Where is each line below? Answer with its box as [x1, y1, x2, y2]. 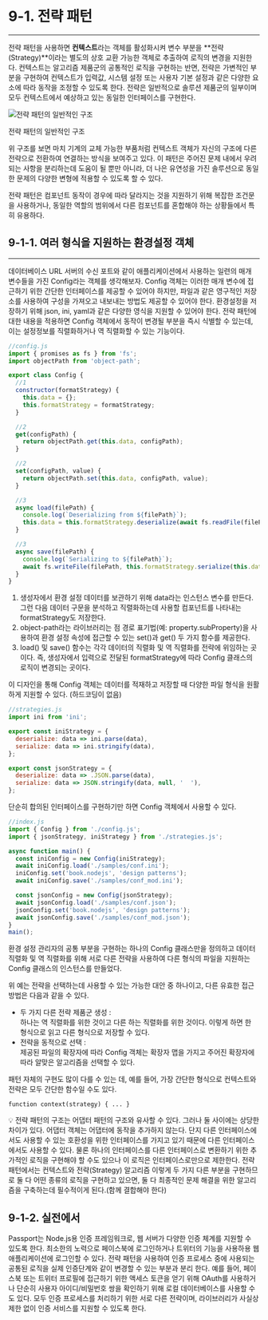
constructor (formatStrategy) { [15, 386, 120, 394]
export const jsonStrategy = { [8, 764, 112, 772]
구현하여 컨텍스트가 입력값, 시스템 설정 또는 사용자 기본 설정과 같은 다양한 [22, 73, 251, 82]
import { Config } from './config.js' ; [8, 825, 141, 833]
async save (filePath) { [15, 548, 94, 556]
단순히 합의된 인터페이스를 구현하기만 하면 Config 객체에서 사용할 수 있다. [8, 802, 237, 811]
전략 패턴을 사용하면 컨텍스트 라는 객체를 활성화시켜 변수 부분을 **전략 [8, 42, 224, 52]
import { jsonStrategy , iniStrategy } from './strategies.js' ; [8, 832, 223, 841]
